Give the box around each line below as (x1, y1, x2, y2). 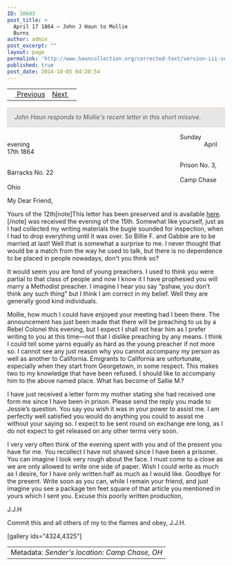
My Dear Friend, (7, 196, 53, 204)
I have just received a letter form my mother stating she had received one (7, 389, 216, 398)
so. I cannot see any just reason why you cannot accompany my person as (7, 347, 220, 355)
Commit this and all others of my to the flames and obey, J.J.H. (7, 518, 186, 527)
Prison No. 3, (180, 161, 217, 169)
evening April (7, 140, 217, 148)
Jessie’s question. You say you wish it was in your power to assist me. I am (7, 405, 220, 413)
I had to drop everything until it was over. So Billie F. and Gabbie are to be (7, 231, 216, 240)
